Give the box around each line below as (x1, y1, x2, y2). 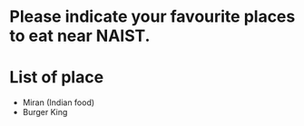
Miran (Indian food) (22, 97, 95, 108)
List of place (9, 67, 104, 88)
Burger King (22, 107, 68, 118)
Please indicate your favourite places (9, 6, 296, 27)
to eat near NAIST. (9, 25, 151, 46)
